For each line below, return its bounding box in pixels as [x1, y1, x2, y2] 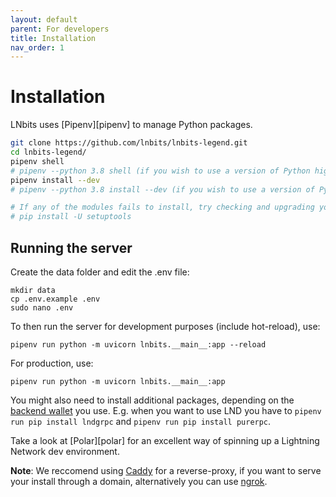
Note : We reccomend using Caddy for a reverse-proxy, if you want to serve [10, 465, 322, 476]
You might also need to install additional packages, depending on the [10, 394, 295, 406]
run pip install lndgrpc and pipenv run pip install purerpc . [10, 416, 272, 427]
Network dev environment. [10, 446, 120, 457]
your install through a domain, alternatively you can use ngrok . [10, 476, 268, 487]
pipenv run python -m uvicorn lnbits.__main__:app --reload [10, 340, 267, 350]
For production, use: [10, 357, 94, 369]
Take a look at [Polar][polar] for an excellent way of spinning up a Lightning [10, 435, 320, 446]
